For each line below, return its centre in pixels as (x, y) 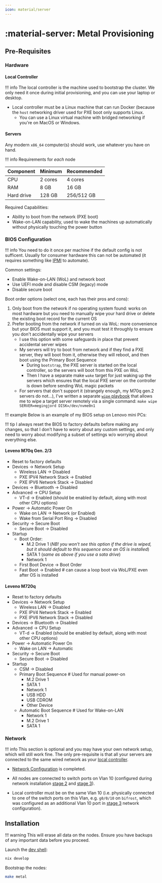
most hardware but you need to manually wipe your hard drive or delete (83, 313)
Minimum (51, 171)
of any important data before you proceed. (47, 840)
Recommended (85, 171)
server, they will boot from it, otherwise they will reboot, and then (84, 354)
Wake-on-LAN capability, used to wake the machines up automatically (82, 222)
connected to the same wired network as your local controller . (67, 759)
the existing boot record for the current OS (54, 318)
